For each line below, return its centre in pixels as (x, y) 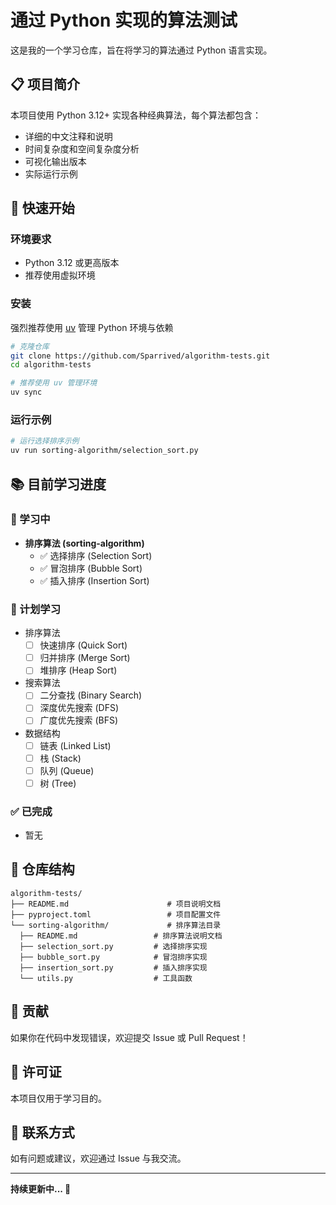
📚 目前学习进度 (58, 484)
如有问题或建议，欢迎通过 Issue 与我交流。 (98, 1158)
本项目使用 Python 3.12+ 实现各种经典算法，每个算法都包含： (136, 115)
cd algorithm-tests (51, 365)
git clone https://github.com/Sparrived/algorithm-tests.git (140, 356)
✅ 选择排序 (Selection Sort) (96, 555)
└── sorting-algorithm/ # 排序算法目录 (116, 925)
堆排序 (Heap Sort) (78, 670)
